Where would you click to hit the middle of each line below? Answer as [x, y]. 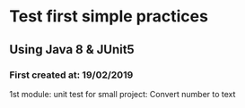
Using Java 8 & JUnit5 [72, 50]
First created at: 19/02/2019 [71, 75]
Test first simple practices [109, 17]
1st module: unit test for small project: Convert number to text [122, 94]
